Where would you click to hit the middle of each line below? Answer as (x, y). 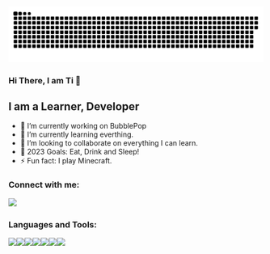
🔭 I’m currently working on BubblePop (83, 126)
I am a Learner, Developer (74, 107)
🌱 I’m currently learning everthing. (77, 134)
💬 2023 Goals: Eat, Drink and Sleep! (80, 152)
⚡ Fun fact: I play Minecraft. (66, 161)
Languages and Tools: (53, 224)
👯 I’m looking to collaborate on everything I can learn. (109, 143)
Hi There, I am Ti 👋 (44, 80)
